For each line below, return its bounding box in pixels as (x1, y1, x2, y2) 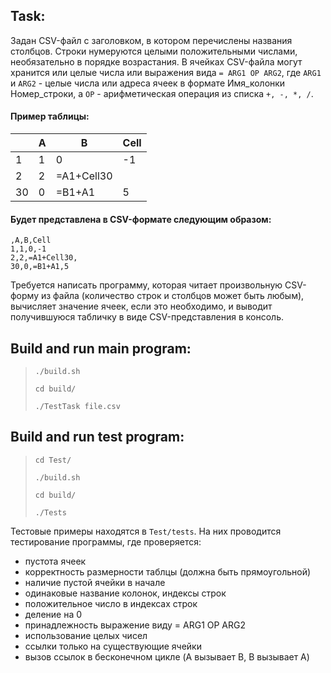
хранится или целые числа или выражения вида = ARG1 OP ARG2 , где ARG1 (10, 66, 322, 78)
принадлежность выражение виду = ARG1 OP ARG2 (24, 619, 247, 631)
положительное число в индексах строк (24, 597, 198, 609)
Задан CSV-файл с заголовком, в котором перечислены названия (10, 34, 293, 46)
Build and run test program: (10, 429, 185, 446)
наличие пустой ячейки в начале (24, 576, 166, 588)
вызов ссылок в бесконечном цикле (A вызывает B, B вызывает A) (24, 650, 310, 663)
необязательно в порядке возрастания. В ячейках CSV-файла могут (10, 55, 303, 68)
